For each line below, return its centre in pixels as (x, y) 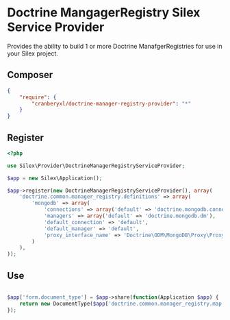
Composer (30, 75)
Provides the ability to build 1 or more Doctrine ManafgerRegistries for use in (115, 46)
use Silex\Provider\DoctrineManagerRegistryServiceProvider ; (96, 166)
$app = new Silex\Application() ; (55, 178)
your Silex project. (33, 53)
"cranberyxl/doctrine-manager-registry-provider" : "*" (112, 103)
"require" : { (38, 97)
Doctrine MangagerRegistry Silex (104, 13)
